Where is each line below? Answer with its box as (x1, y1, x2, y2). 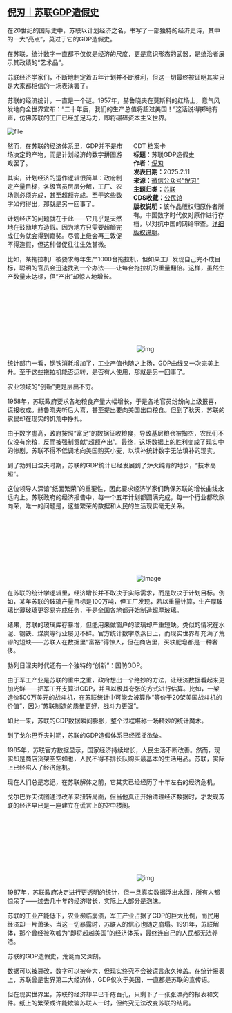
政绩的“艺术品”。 (19, 58, 68, 66)
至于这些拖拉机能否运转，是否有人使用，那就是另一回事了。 (19, 367, 188, 375)
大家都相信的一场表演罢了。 (12, 82, 92, 90)
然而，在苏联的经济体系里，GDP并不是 (7, 141, 117, 150)
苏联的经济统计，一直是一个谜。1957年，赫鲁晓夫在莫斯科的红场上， (7, 96, 202, 104)
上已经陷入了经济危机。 (7, 763, 74, 771)
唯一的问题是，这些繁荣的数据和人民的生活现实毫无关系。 (25, 501, 188, 510)
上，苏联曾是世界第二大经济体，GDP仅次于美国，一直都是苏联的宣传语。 (7, 975, 214, 983)
